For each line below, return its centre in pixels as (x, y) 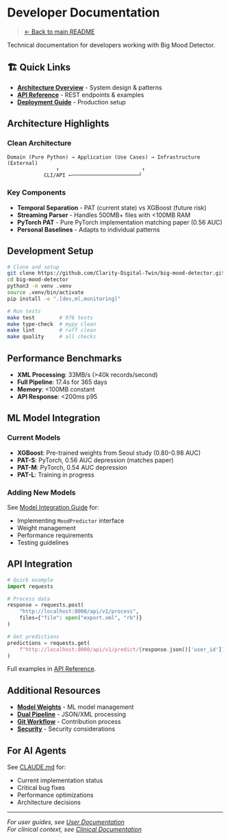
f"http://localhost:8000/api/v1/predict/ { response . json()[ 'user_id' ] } (122, 649)
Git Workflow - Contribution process (69, 722)
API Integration (40, 564)
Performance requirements (55, 535)
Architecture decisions (49, 802)
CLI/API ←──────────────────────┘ (93, 175)
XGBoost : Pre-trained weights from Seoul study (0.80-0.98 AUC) (109, 453)
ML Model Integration (54, 418)
